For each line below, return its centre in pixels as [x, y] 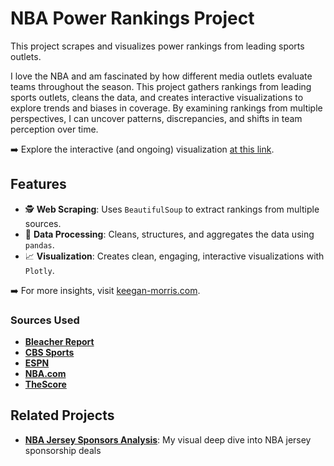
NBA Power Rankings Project [132, 18]
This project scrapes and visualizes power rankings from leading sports [157, 46]
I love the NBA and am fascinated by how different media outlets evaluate [161, 76]
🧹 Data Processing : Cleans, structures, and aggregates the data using [169, 234]
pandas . [39, 244]
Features [38, 184]
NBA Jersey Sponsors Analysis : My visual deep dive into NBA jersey [168, 439]
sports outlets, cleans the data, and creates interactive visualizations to [157, 97]
